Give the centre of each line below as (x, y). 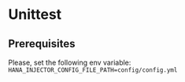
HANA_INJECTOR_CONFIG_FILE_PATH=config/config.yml (93, 70)
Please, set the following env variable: (70, 62)
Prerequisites (42, 44)
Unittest (35, 15)
